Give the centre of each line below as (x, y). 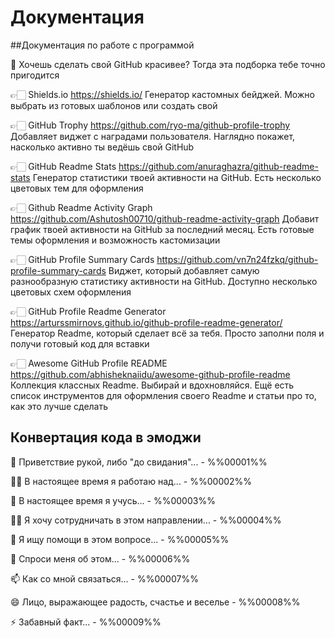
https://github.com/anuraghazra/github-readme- (218, 166)
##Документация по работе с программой (102, 45)
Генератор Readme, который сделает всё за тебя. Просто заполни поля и (167, 333)
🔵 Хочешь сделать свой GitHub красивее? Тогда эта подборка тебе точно (168, 64)
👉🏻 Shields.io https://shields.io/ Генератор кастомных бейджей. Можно (162, 94)
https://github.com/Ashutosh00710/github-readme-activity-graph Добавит (165, 218)
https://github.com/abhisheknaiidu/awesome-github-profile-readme (150, 374)
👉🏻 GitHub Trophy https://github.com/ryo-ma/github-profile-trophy (150, 125)
